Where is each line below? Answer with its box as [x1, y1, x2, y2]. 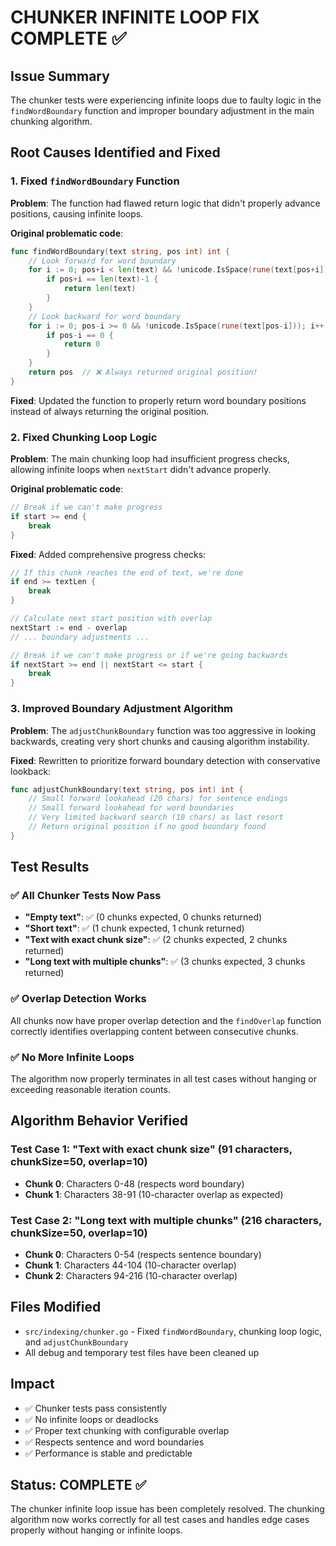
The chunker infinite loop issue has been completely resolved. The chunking [10, 1503, 325, 1515]
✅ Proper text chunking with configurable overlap [24, 1424, 230, 1436]
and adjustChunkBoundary [24, 1336, 129, 1348]
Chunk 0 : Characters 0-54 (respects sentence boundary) [24, 1249, 262, 1261]
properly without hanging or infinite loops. [10, 1524, 183, 1536]
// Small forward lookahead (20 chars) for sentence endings [28, 794, 288, 804]
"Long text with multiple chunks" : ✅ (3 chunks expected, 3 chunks [24, 956, 306, 968]
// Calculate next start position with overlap [10, 614, 213, 624]
